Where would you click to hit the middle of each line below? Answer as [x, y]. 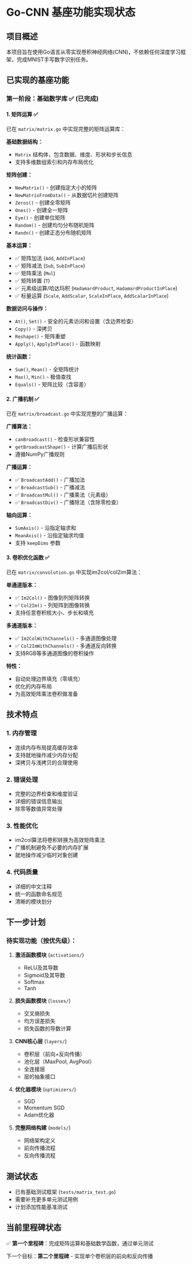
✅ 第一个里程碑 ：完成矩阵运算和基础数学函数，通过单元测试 [80, 1243]
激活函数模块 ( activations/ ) [49, 955]
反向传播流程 [39, 1156]
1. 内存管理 [22, 733]
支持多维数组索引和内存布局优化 [54, 162]
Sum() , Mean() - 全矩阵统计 [47, 369]
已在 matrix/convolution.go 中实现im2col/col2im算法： [74, 572]
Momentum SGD [44, 1108]
